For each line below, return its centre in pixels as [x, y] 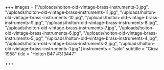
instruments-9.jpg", [24, 23]
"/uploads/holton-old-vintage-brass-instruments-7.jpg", [61, 28]
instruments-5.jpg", [24, 38]
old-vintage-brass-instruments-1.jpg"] [44, 49]
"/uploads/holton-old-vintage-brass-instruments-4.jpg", [101, 38]
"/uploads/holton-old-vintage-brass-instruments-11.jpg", [62, 12]
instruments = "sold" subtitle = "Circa [121, 49]
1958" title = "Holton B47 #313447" [41, 54]
